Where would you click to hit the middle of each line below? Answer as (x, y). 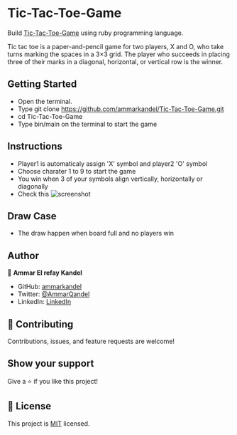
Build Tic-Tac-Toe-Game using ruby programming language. (95, 33)
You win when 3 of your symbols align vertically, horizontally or (110, 179)
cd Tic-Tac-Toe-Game (50, 116)
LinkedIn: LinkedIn (44, 302)
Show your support (51, 363)
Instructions (35, 146)
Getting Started (42, 84)
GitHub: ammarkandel (50, 287)
